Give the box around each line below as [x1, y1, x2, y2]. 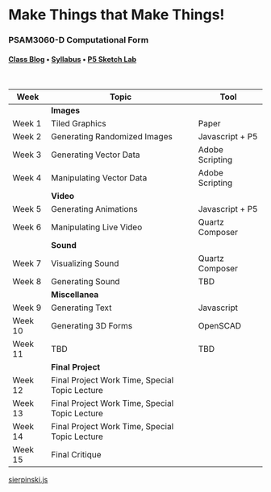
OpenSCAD [198, 320, 242, 332]
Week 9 [12, 302, 42, 313]
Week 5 [12, 204, 42, 215]
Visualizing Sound [51, 258, 119, 269]
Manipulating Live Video [51, 221, 143, 233]
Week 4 [12, 172, 42, 184]
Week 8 [12, 276, 42, 287]
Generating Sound [51, 276, 120, 287]
